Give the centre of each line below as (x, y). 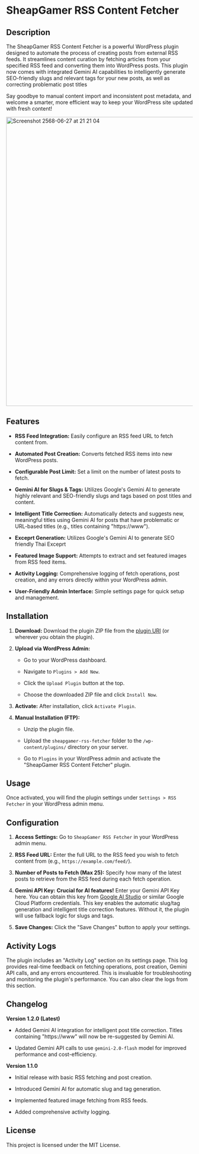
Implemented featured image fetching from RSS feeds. (81, 1100)
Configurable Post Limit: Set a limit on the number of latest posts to (98, 471)
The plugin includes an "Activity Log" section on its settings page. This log (97, 960)
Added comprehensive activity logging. (62, 1112)
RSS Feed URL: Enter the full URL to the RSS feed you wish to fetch (97, 855)
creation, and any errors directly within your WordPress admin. (91, 580)
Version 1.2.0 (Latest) (33, 1018)
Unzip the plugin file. (49, 729)
